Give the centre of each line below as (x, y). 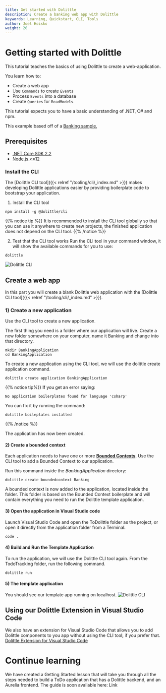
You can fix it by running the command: (45, 406)
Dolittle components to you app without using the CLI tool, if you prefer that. (83, 635)
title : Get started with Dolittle (41, 10)
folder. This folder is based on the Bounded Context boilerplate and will (78, 495)
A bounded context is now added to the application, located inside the (77, 489)
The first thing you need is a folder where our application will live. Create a (81, 331)
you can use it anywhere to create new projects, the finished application (79, 226)
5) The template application (34, 584)
